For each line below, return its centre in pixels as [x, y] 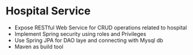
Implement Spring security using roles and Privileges [80, 33]
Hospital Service [48, 11]
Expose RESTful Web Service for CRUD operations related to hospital [100, 27]
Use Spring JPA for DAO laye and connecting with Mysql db [89, 40]
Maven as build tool [39, 47]
